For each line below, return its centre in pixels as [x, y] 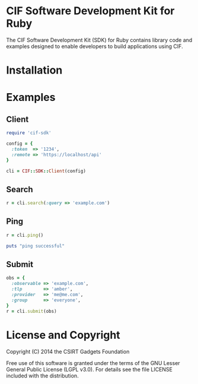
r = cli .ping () [25, 235]
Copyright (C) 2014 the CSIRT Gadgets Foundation [68, 351]
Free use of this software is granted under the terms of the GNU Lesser [93, 363]
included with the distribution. [42, 376]
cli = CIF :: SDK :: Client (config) [46, 171]
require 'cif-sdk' [29, 133]
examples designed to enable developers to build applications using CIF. [95, 46]
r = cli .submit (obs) [32, 311]
